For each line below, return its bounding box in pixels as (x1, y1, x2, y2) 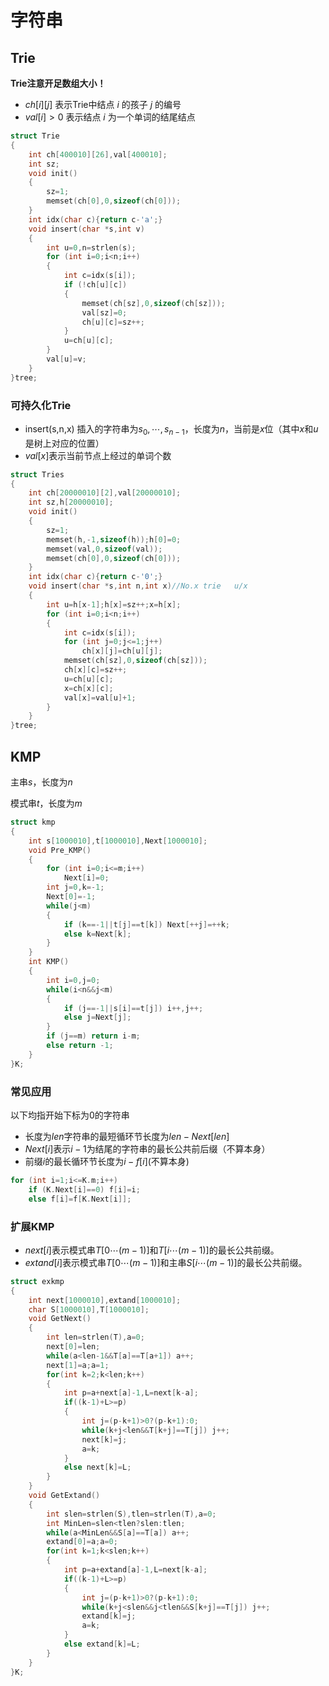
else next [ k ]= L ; (63, 1462, 132, 1473)
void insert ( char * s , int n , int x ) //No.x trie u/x (28, 581, 248, 591)
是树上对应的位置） (24, 437, 105, 449)
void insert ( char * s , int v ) (28, 224, 145, 234)
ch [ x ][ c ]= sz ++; (63, 665, 128, 675)
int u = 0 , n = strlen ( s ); (46, 242, 137, 253)
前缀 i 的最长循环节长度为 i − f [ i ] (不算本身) (24, 1155, 190, 1167)
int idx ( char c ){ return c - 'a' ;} (28, 214, 163, 225)
